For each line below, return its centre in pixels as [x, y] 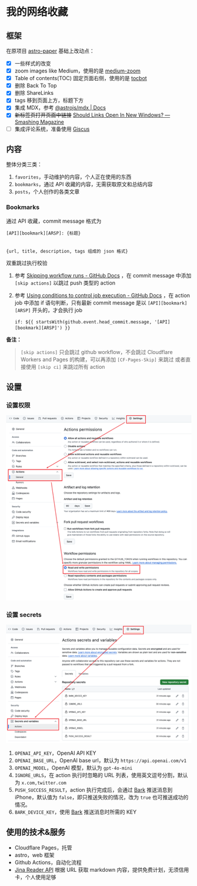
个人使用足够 [41, 877]
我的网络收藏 [37, 12]
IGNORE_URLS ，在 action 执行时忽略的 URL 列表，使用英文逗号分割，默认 [101, 775]
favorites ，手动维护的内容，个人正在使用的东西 [73, 177]
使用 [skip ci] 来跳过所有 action [65, 366]
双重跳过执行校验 [27, 263]
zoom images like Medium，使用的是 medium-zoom [78, 71]
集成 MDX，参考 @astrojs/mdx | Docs [60, 108]
